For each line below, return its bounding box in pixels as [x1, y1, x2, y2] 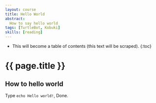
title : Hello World [5, 12, 45, 17]
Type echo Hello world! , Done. [5, 93, 69, 98]
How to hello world [5, 80, 64, 88]
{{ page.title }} [5, 61, 66, 71]
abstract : [5, 16, 26, 21]
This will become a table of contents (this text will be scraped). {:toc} [12, 43, 152, 49]
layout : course [5, 7, 36, 12]
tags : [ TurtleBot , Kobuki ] [5, 25, 60, 30]
